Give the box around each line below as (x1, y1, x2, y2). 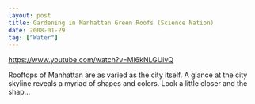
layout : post (8, 11, 51, 20)
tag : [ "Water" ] (8, 33, 59, 42)
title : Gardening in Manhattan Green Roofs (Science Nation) (8, 19, 215, 27)
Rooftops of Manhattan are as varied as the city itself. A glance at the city (8, 70, 248, 80)
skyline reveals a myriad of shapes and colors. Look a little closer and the (8, 79, 248, 88)
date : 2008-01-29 (8, 26, 66, 34)
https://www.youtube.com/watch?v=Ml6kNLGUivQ (8, 55, 174, 65)
